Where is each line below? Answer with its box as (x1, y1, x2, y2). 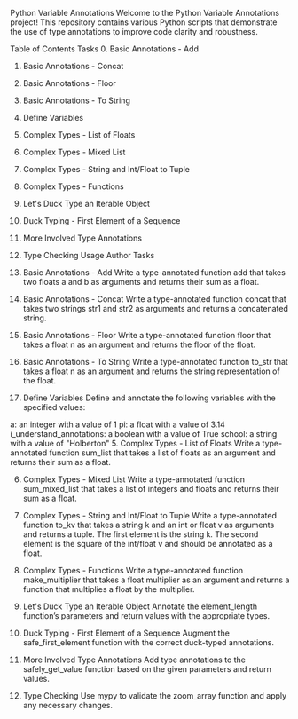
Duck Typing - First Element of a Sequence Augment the (22, 628, 230, 638)
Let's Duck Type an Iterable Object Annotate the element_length (22, 601, 258, 612)
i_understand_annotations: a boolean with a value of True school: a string (10, 429, 278, 439)
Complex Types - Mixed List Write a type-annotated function (22, 474, 245, 485)
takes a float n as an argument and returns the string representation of (22, 366, 280, 376)
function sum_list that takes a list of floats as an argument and (49, 447, 276, 458)
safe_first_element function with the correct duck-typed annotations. (22, 637, 274, 647)
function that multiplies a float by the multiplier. (22, 584, 195, 594)
